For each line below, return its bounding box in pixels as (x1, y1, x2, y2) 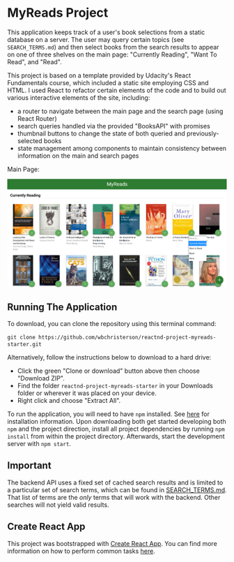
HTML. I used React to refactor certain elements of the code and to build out (7, 86, 226, 94)
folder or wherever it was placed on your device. (17, 389, 157, 397)
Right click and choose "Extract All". (17, 397, 121, 405)
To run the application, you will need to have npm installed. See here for (7, 410, 210, 418)
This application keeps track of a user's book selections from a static (7, 28, 205, 36)
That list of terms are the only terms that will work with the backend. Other (7, 493, 221, 501)
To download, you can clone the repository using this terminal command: (7, 320, 217, 328)
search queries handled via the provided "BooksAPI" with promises (17, 121, 210, 130)
